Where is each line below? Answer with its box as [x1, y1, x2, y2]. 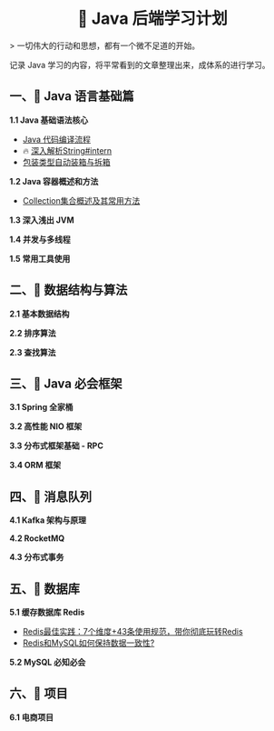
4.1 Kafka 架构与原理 [9, 515, 87, 526]
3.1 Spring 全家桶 [9, 402, 73, 413]
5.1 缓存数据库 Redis [9, 606, 85, 617]
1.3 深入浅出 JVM [9, 215, 74, 225]
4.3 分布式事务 [9, 552, 64, 563]
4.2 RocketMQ [9, 533, 65, 544]
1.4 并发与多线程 [9, 234, 71, 245]
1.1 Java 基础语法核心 [9, 115, 89, 125]
